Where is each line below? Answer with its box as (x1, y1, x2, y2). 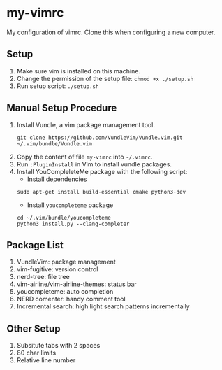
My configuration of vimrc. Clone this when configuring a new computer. (6, 28, 216, 36)
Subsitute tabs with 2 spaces (16, 341, 101, 350)
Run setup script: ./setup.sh (16, 82, 99, 90)
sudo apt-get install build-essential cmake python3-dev (16, 188, 186, 195)
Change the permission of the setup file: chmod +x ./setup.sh (16, 74, 194, 83)
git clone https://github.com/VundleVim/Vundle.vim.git (16, 134, 183, 141)
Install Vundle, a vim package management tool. (16, 120, 155, 129)
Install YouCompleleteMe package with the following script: (16, 167, 188, 176)
